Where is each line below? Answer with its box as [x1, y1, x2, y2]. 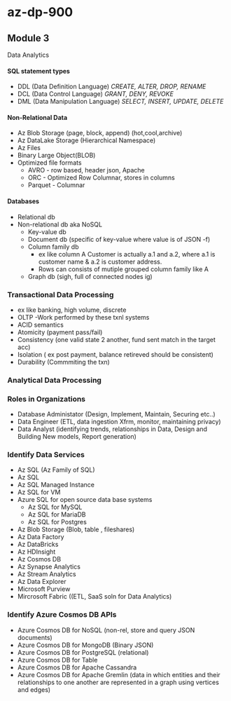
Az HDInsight [17, 547, 56, 556]
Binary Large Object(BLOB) [17, 151, 96, 160]
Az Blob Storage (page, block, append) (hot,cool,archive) [17, 129, 183, 137]
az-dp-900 [7, 4, 73, 20]
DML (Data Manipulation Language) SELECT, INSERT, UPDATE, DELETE [17, 97, 224, 106]
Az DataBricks [17, 540, 59, 549]
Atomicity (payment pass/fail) [17, 327, 103, 336]
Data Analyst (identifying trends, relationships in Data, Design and [17, 425, 208, 433]
